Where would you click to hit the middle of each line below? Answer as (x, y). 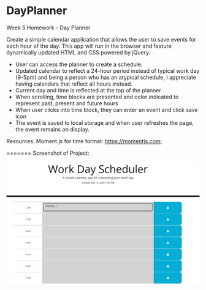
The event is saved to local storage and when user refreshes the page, (105, 122)
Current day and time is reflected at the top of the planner (88, 90)
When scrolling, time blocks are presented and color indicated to (97, 97)
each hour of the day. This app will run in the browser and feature (89, 46)
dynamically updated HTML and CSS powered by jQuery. (78, 52)
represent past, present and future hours (67, 103)
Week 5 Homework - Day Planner (48, 28)
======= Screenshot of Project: (48, 153)
